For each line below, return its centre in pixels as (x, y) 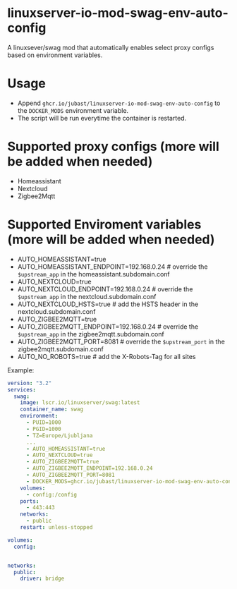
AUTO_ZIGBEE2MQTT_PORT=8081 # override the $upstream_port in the (121, 341)
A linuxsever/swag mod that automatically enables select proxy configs (111, 47)
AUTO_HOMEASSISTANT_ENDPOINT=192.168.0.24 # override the (113, 267)
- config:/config (51, 494)
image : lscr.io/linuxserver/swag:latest (80, 403)
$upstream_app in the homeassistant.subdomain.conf (94, 274)
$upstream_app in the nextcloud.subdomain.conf (87, 296)
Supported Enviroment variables (104, 224)
